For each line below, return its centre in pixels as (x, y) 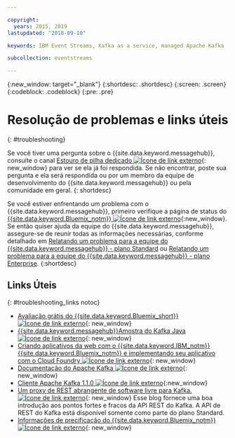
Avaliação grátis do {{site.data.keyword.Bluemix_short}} (98, 315)
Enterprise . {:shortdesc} (42, 264)
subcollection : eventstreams (50, 58)
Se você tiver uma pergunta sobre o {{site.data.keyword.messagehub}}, (111, 153)
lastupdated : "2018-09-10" (47, 33)
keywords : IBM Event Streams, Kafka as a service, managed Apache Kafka (116, 46)
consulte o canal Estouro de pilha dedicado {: (107, 160)
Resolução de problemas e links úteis (118, 120)
